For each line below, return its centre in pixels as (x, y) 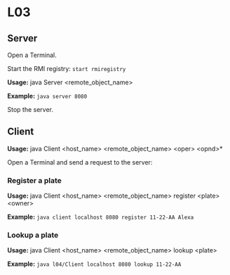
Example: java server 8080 (47, 96)
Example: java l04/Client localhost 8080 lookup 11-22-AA (94, 264)
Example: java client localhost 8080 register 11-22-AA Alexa (101, 217)
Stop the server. (31, 109)
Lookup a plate (33, 235)
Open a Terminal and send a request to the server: (80, 162)
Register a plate (34, 180)
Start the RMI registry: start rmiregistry (67, 69)
